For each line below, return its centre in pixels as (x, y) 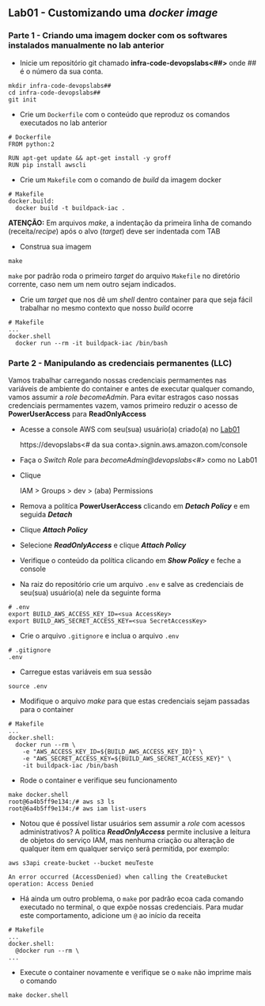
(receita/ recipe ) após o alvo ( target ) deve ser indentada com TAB (114, 231)
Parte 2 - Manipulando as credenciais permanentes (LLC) (120, 363)
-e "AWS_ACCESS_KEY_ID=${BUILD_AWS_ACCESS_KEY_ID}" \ (113, 752)
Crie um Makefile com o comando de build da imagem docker (120, 179)
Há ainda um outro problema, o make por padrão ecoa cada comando (131, 898)
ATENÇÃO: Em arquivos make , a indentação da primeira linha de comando (130, 223)
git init (23, 99)
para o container (47, 709)
